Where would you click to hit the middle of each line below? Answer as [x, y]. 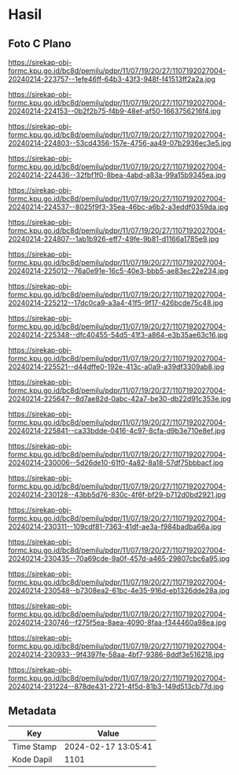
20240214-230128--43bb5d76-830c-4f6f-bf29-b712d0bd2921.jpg [117, 495]
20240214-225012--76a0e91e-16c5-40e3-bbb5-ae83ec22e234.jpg [118, 271]
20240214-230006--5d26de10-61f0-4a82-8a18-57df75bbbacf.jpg [116, 463]
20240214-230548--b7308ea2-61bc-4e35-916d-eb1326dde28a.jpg [119, 590]
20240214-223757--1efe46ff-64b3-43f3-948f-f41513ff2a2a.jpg [112, 79]
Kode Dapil [32, 759]
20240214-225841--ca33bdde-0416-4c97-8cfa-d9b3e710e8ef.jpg [117, 431]
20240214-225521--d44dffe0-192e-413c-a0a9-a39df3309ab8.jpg [116, 367]
